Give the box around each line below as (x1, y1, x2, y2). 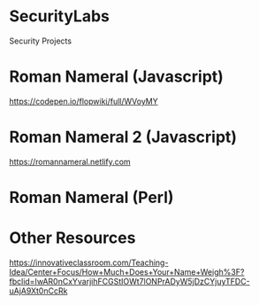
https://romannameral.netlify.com (9, 156, 131, 167)
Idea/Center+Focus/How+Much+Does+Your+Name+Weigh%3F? (9, 266, 245, 277)
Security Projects (9, 35, 72, 46)
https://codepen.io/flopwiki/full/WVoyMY (9, 96, 159, 106)
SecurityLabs (9, 6, 110, 27)
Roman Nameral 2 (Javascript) (9, 127, 237, 147)
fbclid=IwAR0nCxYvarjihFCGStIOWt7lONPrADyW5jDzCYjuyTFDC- (9, 276, 250, 286)
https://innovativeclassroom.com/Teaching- (9, 257, 169, 268)
